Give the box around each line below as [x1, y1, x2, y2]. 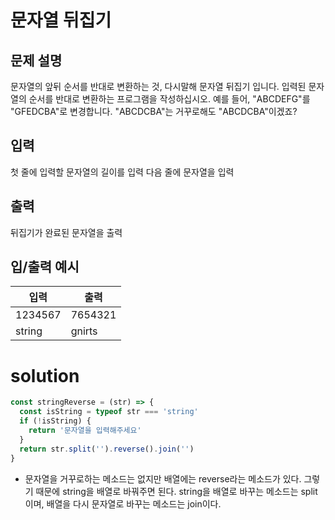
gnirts [70, 324, 98, 338]
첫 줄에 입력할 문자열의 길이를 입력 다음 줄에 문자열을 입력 [10, 166, 235, 178]
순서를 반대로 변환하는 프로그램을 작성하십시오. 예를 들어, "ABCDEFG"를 [28, 93, 311, 105]
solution [10, 364, 80, 387]
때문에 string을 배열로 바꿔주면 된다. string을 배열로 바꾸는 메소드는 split [35, 485, 318, 497]
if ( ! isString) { [19, 416, 92, 426]
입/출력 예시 [10, 259, 80, 276]
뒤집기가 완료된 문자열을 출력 [10, 226, 123, 238]
